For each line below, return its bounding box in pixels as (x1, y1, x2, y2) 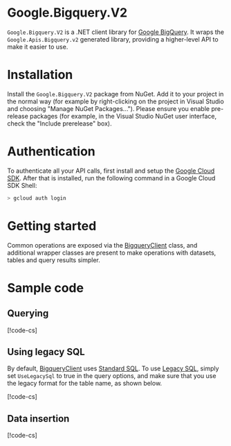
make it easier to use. (7, 42, 68, 51)
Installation (7, 67, 73, 83)
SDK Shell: (7, 181, 37, 189)
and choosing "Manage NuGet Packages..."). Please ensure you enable (7, 104, 210, 112)
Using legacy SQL (7, 346, 85, 358)
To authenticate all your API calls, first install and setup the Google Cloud (7, 166, 215, 175)
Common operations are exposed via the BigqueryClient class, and (7, 241, 198, 249)
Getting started (7, 218, 97, 234)
